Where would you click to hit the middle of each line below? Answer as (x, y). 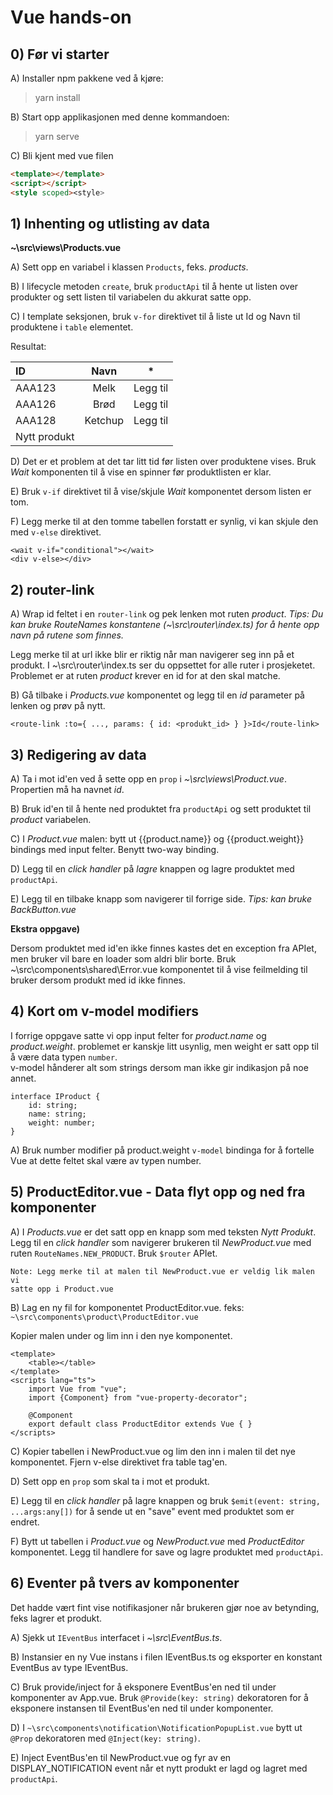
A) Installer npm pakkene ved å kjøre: (87, 78)
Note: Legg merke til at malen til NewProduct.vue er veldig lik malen (162, 1271)
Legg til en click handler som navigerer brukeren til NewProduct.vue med (161, 1242)
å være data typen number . (64, 1057)
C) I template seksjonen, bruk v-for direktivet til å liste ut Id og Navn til (155, 317)
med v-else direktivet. (56, 532)
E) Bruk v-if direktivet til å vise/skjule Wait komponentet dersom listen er (161, 492)
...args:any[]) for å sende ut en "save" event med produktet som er (152, 1511)
